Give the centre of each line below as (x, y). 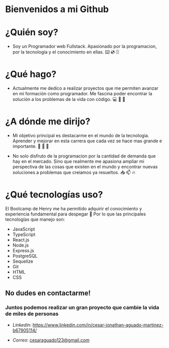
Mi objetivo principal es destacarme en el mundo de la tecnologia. (81, 135)
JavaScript (24, 229)
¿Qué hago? (31, 74)
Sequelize (23, 261)
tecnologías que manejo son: (35, 219)
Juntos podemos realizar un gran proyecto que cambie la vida (82, 308)
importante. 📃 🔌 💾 (31, 146)
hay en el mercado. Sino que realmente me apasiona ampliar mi (78, 161)
